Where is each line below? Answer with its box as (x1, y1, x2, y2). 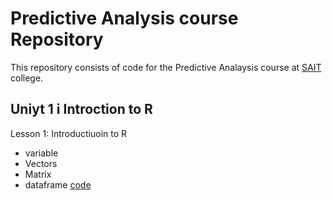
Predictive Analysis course (10, 7, 239, 30)
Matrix (24, 168, 52, 180)
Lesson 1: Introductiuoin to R (10, 127, 128, 139)
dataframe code (24, 178, 92, 191)
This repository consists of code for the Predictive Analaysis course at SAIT (10, 61, 322, 73)
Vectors (24, 157, 58, 169)
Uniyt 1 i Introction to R (10, 101, 153, 118)
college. (10, 72, 44, 84)
